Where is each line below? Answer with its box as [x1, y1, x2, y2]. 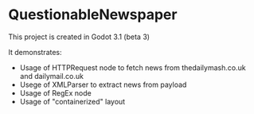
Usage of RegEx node [19, 88, 92, 97]
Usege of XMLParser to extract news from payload [19, 80, 187, 89]
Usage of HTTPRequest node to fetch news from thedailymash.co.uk [19, 62, 246, 73]
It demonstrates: [8, 47, 62, 57]
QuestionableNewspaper [8, 6, 178, 24]
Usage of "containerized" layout [19, 96, 126, 106]
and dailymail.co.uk [19, 71, 84, 81]
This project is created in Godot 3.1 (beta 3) [8, 32, 150, 41]
